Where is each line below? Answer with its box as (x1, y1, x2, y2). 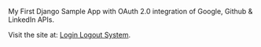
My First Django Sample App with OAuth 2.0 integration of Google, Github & (8, 7, 253, 16)
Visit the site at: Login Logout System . (8, 31, 131, 39)
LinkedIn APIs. (8, 15, 55, 24)
